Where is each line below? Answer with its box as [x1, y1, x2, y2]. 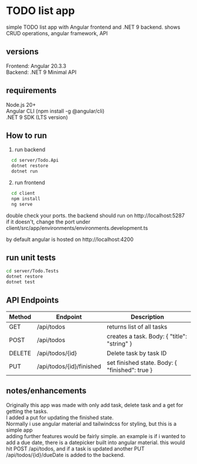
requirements [6, 86, 57, 96]
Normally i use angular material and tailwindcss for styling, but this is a [6, 420, 177, 427]
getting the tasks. [6, 408, 49, 415]
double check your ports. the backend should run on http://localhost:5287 [6, 212, 185, 219]
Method [9, 313, 32, 321]
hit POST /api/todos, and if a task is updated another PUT [6, 445, 145, 452]
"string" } [106, 339, 133, 347]
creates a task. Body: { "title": [106, 332, 188, 340]
